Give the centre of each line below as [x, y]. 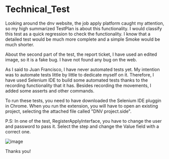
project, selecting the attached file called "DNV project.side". [68, 111]
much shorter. [20, 44]
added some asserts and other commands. [50, 91]
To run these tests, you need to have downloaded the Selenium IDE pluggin [83, 100]
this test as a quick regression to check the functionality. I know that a [78, 34]
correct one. [18, 131]
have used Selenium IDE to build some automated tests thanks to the [76, 80]
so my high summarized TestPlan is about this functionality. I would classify [84, 28]
